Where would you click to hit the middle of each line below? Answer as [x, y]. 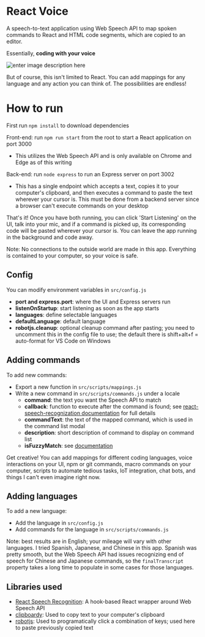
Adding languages [42, 496]
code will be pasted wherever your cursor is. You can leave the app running [102, 230]
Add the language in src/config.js [59, 523]
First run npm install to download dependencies [68, 125]
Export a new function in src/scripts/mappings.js [78, 387]
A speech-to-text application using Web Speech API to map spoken [91, 28]
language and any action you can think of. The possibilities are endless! [96, 84]
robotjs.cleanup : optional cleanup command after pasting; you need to [105, 327]
